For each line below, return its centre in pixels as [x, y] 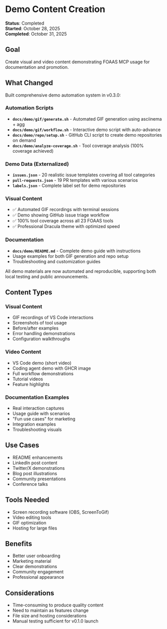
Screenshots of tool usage [39, 323]
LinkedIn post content [35, 463]
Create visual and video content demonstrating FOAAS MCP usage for [77, 62]
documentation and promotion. [37, 67]
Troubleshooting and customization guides [56, 261]
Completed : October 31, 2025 [36, 34]
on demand [24, 140]
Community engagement [38, 572]
